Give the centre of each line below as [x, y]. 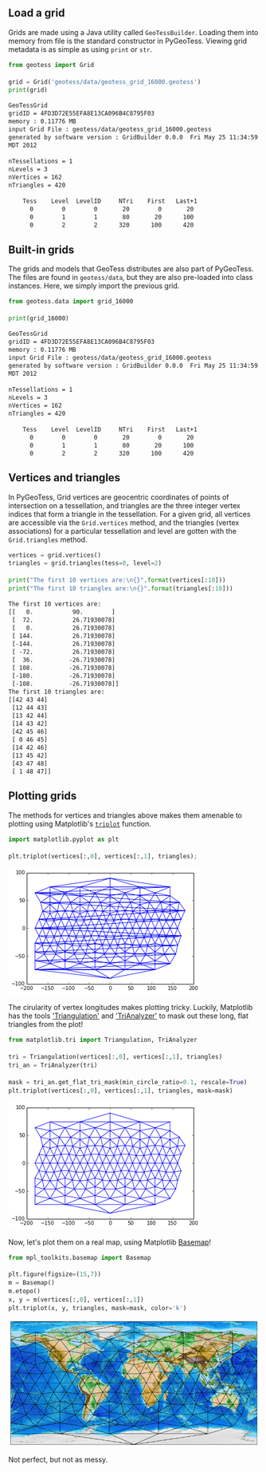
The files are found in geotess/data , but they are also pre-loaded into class [131, 278]
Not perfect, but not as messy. [58, 1460]
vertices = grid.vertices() [55, 555]
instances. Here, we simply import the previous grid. [94, 286]
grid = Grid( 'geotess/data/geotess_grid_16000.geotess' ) [105, 82]
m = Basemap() [32, 1283]
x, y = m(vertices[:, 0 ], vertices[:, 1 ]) [76, 1300]
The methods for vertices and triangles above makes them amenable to [125, 815]
